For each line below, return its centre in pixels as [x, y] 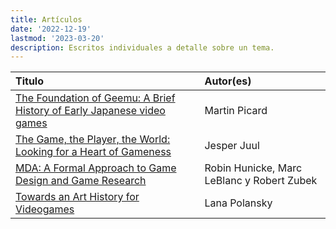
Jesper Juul [232, 146]
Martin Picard [236, 111]
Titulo [29, 81]
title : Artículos [46, 19]
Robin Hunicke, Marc [253, 168]
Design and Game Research [81, 181]
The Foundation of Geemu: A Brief [95, 98]
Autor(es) [228, 81]
